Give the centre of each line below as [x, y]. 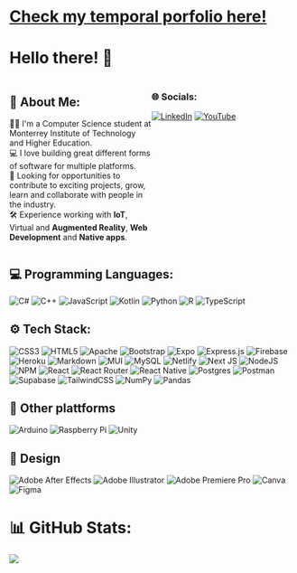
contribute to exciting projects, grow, [78, 185]
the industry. [33, 204]
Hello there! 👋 [61, 58]
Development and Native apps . [69, 237]
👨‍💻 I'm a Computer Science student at [80, 123]
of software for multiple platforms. [73, 165]
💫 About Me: [45, 102]
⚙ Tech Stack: [51, 329]
